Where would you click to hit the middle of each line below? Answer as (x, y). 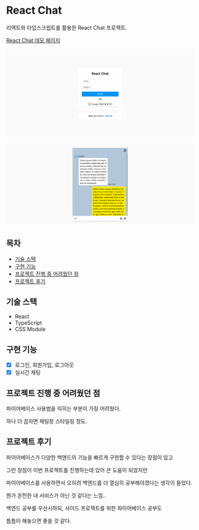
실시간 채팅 (28, 372)
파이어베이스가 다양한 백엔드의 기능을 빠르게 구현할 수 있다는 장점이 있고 (90, 457)
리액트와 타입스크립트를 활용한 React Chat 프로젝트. (67, 27)
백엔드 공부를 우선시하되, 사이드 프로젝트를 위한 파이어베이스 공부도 (84, 508)
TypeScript (28, 323)
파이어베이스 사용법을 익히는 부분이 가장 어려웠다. (63, 409)
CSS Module (30, 329)
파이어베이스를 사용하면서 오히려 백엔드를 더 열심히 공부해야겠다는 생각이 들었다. (99, 483)
